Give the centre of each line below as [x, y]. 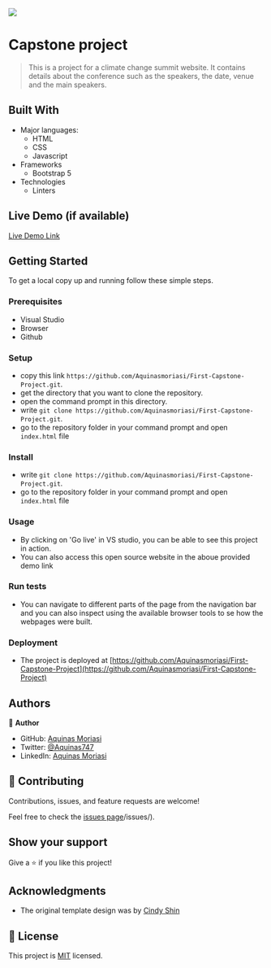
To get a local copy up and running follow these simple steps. [111, 281]
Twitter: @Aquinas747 [57, 747]
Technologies [43, 181]
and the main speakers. [67, 85]
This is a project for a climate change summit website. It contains [137, 67]
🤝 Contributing [46, 781]
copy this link [42, 375]
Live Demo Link [34, 235]
